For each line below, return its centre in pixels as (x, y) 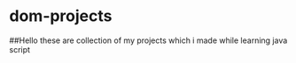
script (20, 49)
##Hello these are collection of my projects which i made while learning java (148, 40)
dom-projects (61, 16)
